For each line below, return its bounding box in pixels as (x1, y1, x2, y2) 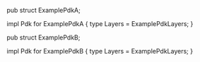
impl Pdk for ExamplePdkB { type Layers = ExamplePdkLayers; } (6, 47, 194, 55)
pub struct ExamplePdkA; (6, 6, 81, 14)
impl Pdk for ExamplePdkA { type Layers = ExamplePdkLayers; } (6, 20, 194, 27)
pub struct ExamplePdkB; (6, 33, 81, 42)
